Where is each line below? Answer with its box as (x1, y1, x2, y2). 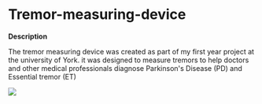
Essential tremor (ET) (8, 72, 77, 81)
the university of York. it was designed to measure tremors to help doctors (8, 55, 249, 65)
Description (8, 32, 48, 41)
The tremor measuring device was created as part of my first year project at (8, 46, 254, 56)
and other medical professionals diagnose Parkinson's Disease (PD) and (8, 63, 242, 72)
